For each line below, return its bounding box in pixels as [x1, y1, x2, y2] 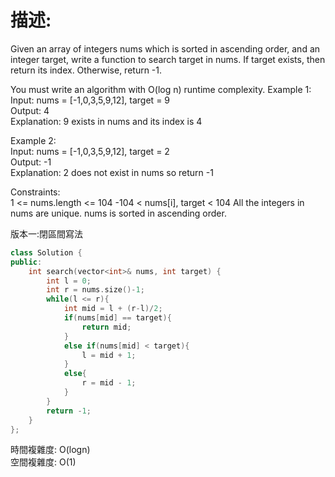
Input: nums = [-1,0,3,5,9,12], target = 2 [10, 145, 170, 157]
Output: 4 [10, 104, 50, 116]
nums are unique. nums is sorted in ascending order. [10, 207, 227, 219]
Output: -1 [10, 156, 52, 168]
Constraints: [10, 186, 61, 198]
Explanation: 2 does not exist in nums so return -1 [10, 166, 214, 178]
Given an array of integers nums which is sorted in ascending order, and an [10, 42, 321, 55]
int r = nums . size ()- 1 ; [46, 285, 145, 295]
